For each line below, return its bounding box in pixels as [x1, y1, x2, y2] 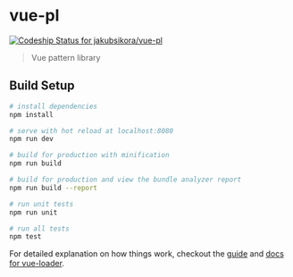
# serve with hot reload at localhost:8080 [9, 126, 174, 135]
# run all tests [9, 224, 70, 233]
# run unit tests [9, 199, 74, 208]
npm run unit [9, 207, 58, 217]
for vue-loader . [9, 258, 65, 269]
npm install [9, 110, 54, 119]
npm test [9, 232, 42, 241]
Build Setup [9, 78, 75, 94]
